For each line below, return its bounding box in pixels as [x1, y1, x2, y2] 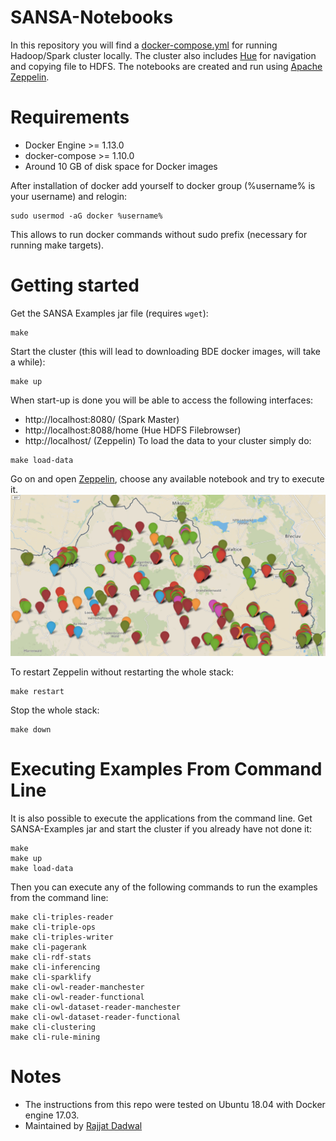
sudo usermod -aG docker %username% [10, 211, 163, 221]
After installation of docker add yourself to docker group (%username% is [10, 179, 316, 191]
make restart [10, 687, 65, 697]
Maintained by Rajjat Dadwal [24, 1120, 143, 1132]
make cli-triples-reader [10, 912, 114, 923]
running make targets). [10, 239, 105, 251]
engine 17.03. [24, 1109, 80, 1121]
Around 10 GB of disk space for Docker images [24, 160, 218, 172]
